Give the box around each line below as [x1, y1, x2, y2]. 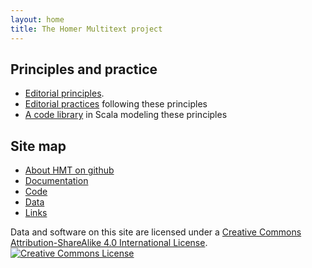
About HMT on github [24, 164, 115, 176]
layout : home [10, 14, 65, 25]
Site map [10, 137, 67, 155]
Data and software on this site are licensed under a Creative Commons [10, 226, 302, 238]
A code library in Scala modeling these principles [24, 109, 228, 121]
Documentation [24, 175, 89, 187]
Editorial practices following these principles [24, 98, 208, 110]
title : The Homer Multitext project [10, 24, 163, 34]
